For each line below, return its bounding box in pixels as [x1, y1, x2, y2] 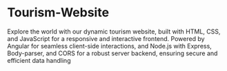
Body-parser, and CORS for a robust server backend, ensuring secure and [7, 49, 218, 57]
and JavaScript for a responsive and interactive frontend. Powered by [7, 34, 205, 42]
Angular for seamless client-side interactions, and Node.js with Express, [7, 42, 212, 50]
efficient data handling [7, 56, 71, 64]
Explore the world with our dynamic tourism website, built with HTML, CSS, [7, 27, 221, 35]
